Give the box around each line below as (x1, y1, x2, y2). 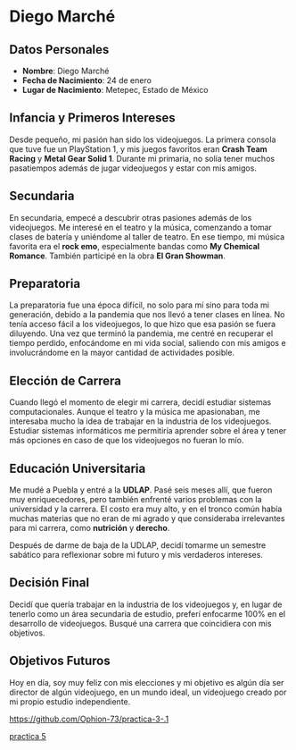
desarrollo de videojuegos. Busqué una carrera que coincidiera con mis (9, 618, 272, 628)
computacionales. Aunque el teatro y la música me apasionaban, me (9, 407, 260, 417)
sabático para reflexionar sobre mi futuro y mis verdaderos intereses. (9, 550, 263, 560)
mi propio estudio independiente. (9, 695, 131, 707)
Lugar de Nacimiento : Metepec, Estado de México (21, 85, 209, 95)
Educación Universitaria (9, 460, 146, 476)
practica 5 (9, 730, 46, 741)
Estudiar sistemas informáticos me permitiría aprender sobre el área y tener (9, 426, 287, 436)
